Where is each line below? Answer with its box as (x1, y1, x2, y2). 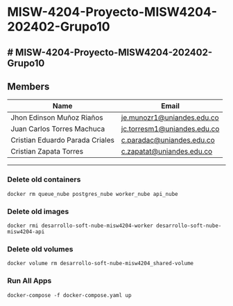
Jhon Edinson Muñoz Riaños (10, 113, 103, 123)
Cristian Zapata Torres (10, 147, 84, 156)
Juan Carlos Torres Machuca (10, 124, 105, 134)
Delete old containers (7, 174, 81, 184)
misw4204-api (7, 228, 45, 235)
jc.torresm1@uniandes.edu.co (121, 124, 220, 134)
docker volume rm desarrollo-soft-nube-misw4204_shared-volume (7, 260, 194, 267)
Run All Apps (7, 276, 52, 286)
